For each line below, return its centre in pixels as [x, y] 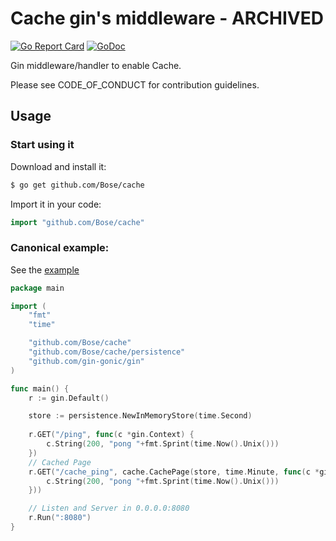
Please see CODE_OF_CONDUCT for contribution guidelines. [135, 84]
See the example [45, 269]
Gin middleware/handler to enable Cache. [96, 65]
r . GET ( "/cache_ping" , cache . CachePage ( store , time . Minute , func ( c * [174, 472]
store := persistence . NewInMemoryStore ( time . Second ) [140, 416]
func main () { [40, 388]
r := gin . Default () [69, 398]
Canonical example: [60, 248]
